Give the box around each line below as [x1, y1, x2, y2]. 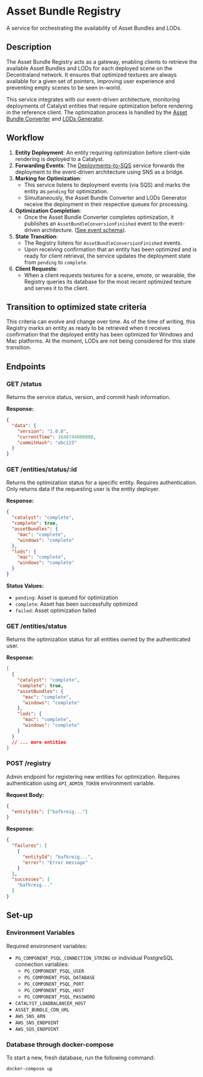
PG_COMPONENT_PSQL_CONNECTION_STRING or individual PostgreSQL [15, 954, 174, 961]
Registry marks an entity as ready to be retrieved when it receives [6, 324, 171, 332]
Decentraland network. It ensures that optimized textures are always [6, 71, 177, 78]
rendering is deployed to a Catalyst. [15, 155, 104, 162]
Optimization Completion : [15, 207, 82, 214]
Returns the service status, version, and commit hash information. [6, 394, 171, 401]
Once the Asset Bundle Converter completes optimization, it [24, 213, 174, 221]
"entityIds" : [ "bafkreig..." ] [12, 809, 88, 815]
